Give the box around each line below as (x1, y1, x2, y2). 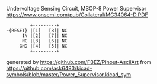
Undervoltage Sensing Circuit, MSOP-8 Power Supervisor (6, 5, 147, 12)
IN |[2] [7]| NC (21, 33, 68, 39)
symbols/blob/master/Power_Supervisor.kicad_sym (6, 71, 132, 78)
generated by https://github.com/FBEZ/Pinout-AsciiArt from (6, 59, 152, 65)
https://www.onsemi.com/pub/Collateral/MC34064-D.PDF (6, 11, 148, 18)
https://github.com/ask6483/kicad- (6, 65, 93, 72)
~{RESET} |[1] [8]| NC (6, 28, 68, 33)
